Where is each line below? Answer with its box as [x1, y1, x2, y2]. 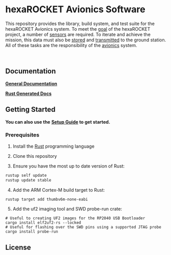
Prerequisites [5, 131, 39, 138]
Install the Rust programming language [12, 143, 95, 149]
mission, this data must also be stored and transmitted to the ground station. [5, 37, 166, 43]
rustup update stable [5, 177, 52, 182]
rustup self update [5, 173, 47, 178]
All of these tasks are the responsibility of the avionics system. [5, 42, 137, 48]
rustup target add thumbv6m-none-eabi [5, 197, 88, 202]
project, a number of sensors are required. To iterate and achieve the [5, 31, 151, 37]
